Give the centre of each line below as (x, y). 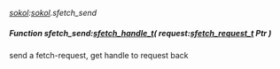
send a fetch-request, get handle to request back (99, 55)
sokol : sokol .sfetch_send (53, 13)
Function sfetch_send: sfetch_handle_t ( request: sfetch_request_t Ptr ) (140, 33)
